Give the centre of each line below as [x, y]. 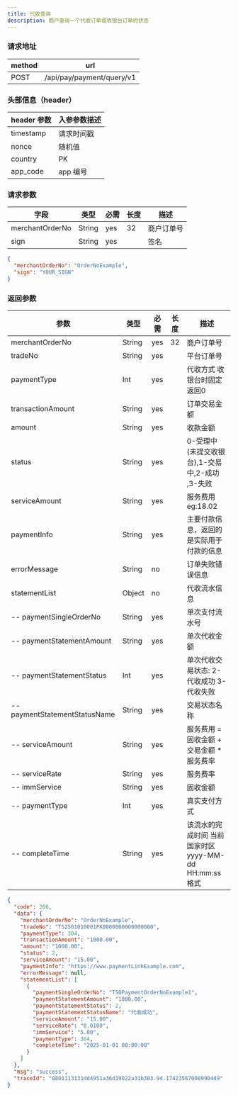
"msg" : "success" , [41, 1072]
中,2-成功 [203, 473]
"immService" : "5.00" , [66, 1032]
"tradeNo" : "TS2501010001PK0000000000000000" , [90, 927]
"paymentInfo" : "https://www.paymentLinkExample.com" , [103, 966]
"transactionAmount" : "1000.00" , [69, 940]
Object [134, 593]
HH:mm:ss [204, 873]
